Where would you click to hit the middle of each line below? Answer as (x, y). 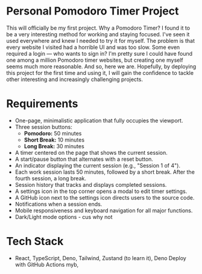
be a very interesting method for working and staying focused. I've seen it (98, 34)
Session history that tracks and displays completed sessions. (91, 184)
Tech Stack (35, 242)
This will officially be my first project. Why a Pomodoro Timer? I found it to (98, 28)
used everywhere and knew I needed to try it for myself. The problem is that (100, 41)
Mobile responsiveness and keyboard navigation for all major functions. (104, 210)
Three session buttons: (43, 127)
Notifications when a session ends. (58, 204)
